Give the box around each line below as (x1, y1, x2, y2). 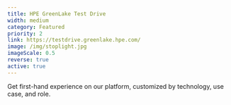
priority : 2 (7, 30, 43, 37)
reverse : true (7, 56, 50, 63)
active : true (7, 63, 46, 70)
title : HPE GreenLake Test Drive (7, 10, 106, 18)
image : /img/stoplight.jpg (7, 43, 87, 50)
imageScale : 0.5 (7, 50, 55, 57)
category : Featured (7, 23, 65, 30)
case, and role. (7, 89, 51, 98)
